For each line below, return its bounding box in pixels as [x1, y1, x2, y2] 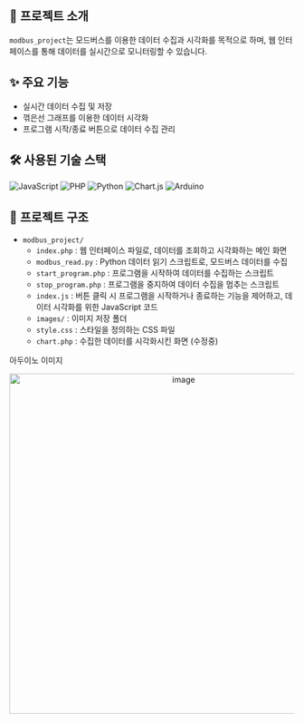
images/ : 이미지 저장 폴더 [35, 313, 128, 324]
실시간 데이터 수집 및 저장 [22, 101, 113, 112]
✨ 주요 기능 [9, 75, 70, 91]
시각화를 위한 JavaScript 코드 [52, 302, 158, 313]
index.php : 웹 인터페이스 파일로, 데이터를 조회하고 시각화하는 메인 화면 [35, 245, 288, 256]
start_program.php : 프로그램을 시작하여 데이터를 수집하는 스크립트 [35, 268, 274, 278]
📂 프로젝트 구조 [9, 210, 89, 225]
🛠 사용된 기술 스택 [9, 152, 107, 168]
